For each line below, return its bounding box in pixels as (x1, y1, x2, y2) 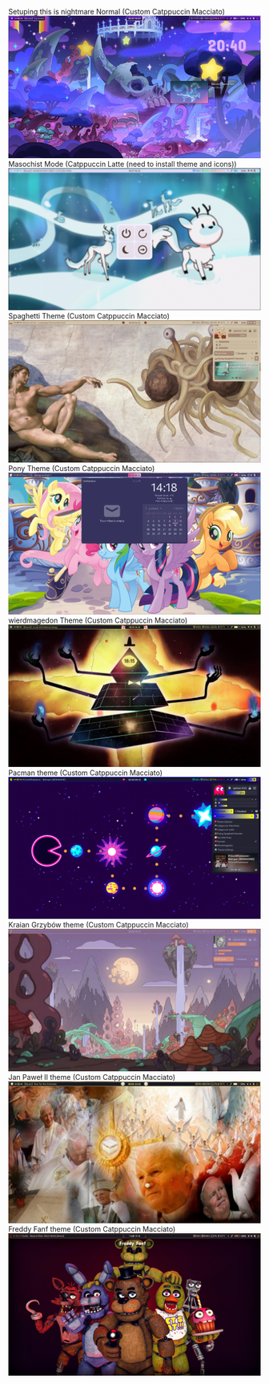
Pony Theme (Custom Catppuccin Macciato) (8, 463, 155, 473)
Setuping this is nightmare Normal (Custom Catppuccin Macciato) (8, 7, 226, 16)
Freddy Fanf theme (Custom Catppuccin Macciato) (8, 1224, 176, 1234)
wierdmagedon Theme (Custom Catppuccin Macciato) (8, 615, 188, 625)
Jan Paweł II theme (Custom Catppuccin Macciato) (8, 1072, 176, 1082)
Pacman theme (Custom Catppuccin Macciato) (8, 768, 163, 777)
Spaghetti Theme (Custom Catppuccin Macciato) (8, 311, 171, 320)
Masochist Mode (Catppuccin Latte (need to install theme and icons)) (8, 159, 238, 168)
